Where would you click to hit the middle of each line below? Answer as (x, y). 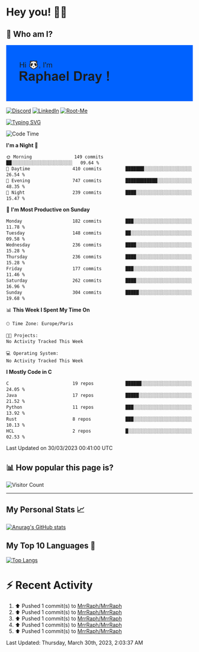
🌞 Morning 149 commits (55, 157)
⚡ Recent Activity (49, 585)
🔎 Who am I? (30, 34)
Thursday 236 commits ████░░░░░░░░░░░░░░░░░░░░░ (99, 257)
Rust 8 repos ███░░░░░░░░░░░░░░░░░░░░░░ (99, 419)
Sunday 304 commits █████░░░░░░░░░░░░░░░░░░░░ (99, 293)
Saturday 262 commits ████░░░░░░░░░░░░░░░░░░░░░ (99, 281)
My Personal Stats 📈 (45, 510)
